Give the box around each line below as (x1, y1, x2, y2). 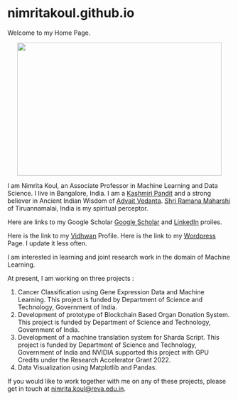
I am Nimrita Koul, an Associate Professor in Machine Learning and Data (7, 181, 218, 189)
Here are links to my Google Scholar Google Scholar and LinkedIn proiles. (7, 218, 222, 226)
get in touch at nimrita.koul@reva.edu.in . (7, 384, 126, 393)
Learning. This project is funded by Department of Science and (17, 295, 202, 304)
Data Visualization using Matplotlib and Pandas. (17, 363, 158, 372)
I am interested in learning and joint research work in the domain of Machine (7, 252, 231, 261)
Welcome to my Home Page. (7, 28, 91, 37)
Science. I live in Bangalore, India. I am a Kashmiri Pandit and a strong (7, 189, 212, 197)
